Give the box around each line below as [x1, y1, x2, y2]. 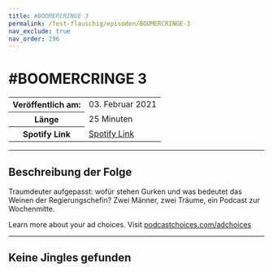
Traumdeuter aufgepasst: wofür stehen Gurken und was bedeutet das [8, 186, 242, 196]
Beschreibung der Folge [8, 165, 132, 179]
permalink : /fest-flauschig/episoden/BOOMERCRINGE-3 [8, 20, 191, 28]
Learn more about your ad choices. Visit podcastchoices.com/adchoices [8, 220, 252, 229]
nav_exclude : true [8, 27, 71, 35]
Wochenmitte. [8, 204, 55, 213]
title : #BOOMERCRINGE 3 [8, 11, 89, 20]
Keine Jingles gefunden [8, 251, 132, 265]
